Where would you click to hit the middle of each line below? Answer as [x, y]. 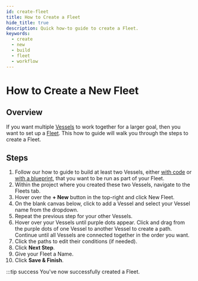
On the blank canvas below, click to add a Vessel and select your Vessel [102, 204]
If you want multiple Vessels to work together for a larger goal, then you [93, 127]
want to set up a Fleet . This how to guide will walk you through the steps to [97, 133]
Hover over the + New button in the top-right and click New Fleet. [95, 197]
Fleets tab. [27, 191]
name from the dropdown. [46, 210]
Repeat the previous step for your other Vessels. [74, 216]
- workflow [25, 61]
